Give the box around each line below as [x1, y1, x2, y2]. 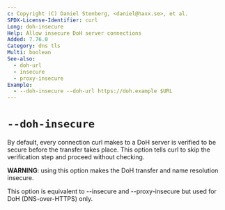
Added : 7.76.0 [7, 36, 49, 43]
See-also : [7, 56, 36, 63]
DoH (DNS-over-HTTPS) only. [7, 195, 93, 203]
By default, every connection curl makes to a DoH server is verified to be [7, 138, 217, 147]
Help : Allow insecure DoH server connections [7, 29, 141, 37]
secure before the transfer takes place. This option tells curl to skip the [7, 145, 210, 154]
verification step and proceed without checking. [7, 153, 145, 161]
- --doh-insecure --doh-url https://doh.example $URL [13, 88, 173, 95]
